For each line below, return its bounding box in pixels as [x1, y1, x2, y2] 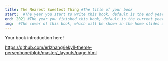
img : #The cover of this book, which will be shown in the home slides [5, 21, 160, 26]
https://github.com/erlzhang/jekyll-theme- [5, 44, 92, 50]
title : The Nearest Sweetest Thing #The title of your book [5, 7, 133, 12]
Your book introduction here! [5, 35, 64, 41]
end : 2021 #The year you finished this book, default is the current [5, 16, 153, 21]
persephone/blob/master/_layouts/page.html [5, 50, 97, 56]
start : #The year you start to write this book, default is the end [5, 12, 153, 17]
